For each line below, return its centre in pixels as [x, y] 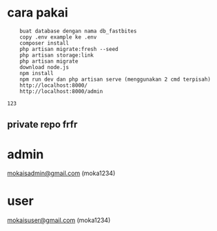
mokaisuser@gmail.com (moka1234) [59, 220]
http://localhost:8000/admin [61, 91]
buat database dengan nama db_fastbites [78, 31]
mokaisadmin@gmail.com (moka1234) [61, 173]
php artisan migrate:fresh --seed [69, 49]
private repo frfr [42, 124]
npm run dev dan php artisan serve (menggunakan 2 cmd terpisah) [115, 79]
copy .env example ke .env [58, 37]
